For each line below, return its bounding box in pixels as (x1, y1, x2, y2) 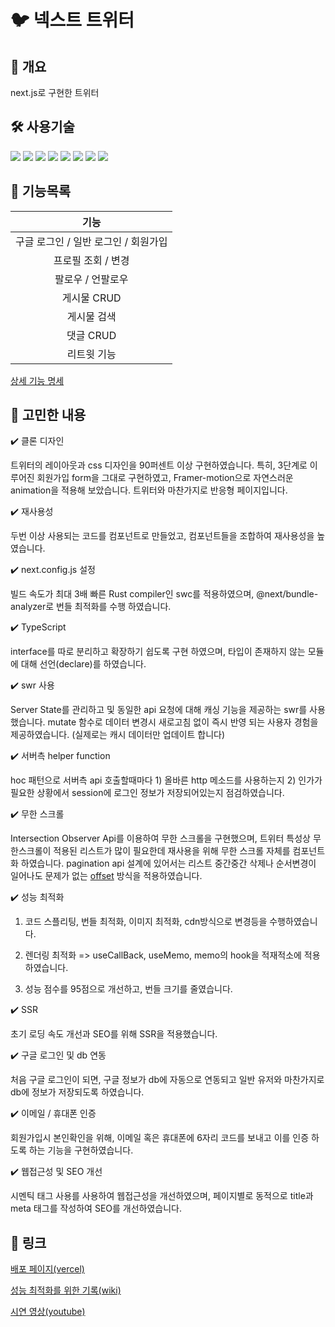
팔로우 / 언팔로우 (54, 272, 129, 286)
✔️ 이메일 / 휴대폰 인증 (10, 1107, 97, 1120)
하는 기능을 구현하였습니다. (28, 1144, 134, 1156)
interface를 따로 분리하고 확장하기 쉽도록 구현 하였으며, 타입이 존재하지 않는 (10, 646, 306, 658)
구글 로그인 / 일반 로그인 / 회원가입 (15, 234, 168, 248)
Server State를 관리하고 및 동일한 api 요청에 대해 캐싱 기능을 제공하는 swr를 (10, 704, 308, 716)
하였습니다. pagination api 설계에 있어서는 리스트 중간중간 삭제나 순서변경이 (20, 857, 317, 870)
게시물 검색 (66, 309, 117, 323)
